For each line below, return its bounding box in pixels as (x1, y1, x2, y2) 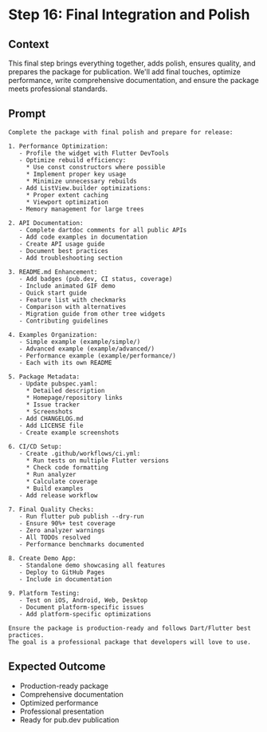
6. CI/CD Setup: (8, 442, 62, 450)
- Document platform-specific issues (18, 603, 145, 611)
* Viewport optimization (26, 198, 109, 206)
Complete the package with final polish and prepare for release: (8, 128, 234, 137)
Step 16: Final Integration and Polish (8, 6, 250, 24)
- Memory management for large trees (18, 205, 145, 213)
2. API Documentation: (8, 219, 84, 227)
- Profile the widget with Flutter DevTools (18, 149, 170, 157)
